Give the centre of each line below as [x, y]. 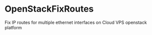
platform [13, 27]
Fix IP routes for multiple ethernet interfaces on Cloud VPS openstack [76, 22]
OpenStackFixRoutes [49, 9]
